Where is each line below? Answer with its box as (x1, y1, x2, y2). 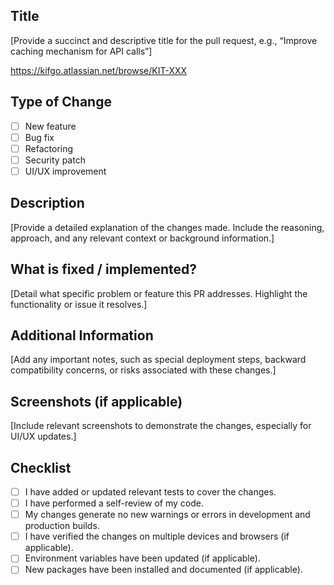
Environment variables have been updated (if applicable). (24, 552, 261, 564)
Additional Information (10, 327, 154, 344)
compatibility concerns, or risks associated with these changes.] (10, 364, 277, 376)
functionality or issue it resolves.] (10, 298, 148, 310)
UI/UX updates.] (10, 430, 77, 443)
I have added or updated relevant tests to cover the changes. (24, 486, 277, 498)
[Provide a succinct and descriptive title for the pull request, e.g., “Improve (10, 34, 318, 46)
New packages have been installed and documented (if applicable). (24, 564, 303, 576)
